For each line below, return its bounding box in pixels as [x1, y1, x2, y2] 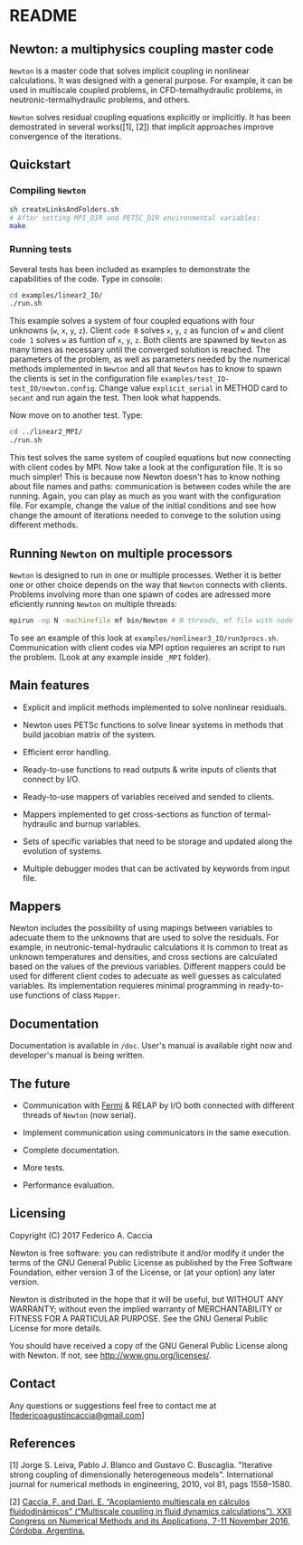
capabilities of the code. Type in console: [9, 273, 163, 284]
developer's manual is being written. [9, 1050, 145, 1061]
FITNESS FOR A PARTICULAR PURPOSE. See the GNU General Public [9, 1313, 269, 1323]
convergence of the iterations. [9, 131, 122, 141]
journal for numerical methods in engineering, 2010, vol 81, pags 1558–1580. [9, 1479, 292, 1490]
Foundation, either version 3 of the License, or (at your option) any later [9, 1266, 276, 1277]
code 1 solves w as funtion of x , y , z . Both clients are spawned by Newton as [9, 335, 287, 346]
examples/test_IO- [160, 374, 230, 384]
